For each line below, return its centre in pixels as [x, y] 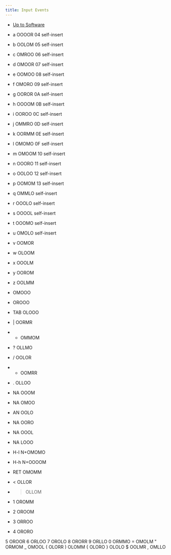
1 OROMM [23, 502]
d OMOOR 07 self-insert [38, 64]
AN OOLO [23, 412]
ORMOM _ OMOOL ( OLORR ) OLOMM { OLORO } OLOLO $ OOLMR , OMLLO [86, 547]
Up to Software [29, 25]
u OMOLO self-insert [34, 233]
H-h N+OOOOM [30, 462]
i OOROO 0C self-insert [37, 114]
